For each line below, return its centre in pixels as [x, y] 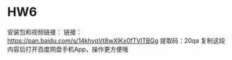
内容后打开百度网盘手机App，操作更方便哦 [68, 49]
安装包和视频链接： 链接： [44, 32]
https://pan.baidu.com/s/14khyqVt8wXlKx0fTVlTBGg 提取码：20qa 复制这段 [116, 40]
